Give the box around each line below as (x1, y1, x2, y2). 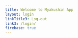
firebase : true (5, 26, 36, 31)
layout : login (5, 12, 34, 17)
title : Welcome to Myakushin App (5, 7, 74, 12)
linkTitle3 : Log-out (5, 16, 48, 21)
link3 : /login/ (5, 21, 36, 26)
